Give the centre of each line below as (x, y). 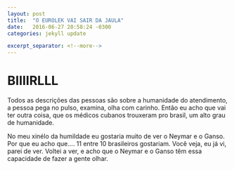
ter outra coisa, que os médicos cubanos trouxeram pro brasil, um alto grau (117, 115)
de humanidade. (31, 123)
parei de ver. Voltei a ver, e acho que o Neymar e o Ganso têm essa (105, 151)
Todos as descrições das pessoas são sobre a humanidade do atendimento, (118, 100)
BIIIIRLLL (33, 81)
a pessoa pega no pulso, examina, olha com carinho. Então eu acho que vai (117, 108)
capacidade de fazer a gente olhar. (58, 159)
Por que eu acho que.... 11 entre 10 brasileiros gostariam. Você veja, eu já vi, (117, 144)
